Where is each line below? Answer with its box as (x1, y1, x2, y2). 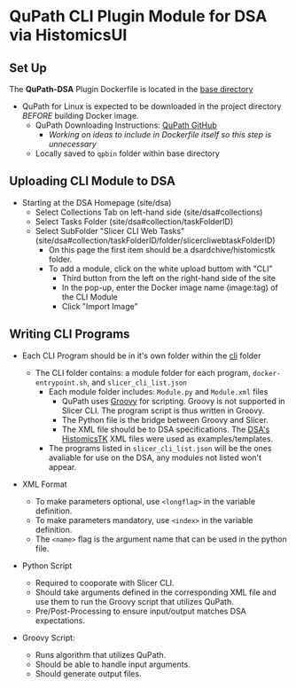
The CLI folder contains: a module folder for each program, (35, 367, 251, 378)
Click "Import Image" (61, 301, 139, 311)
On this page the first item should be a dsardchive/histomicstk (48, 244, 276, 254)
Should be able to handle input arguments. (35, 659, 191, 669)
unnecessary (48, 139, 97, 149)
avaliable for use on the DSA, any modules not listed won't (48, 452, 262, 463)
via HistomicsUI (9, 25, 128, 45)
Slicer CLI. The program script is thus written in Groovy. (61, 405, 265, 416)
